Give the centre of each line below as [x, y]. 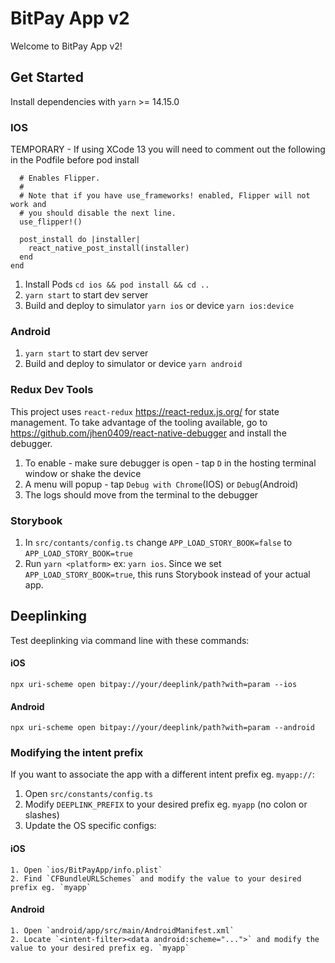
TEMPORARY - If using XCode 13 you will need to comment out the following [168, 149]
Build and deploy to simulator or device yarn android [133, 364]
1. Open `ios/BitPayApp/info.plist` [86, 870]
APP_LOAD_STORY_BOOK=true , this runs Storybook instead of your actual [167, 574]
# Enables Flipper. [60, 178]
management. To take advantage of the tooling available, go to [139, 422]
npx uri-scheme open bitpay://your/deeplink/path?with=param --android [162, 728]
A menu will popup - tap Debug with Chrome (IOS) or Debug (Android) [161, 484]
